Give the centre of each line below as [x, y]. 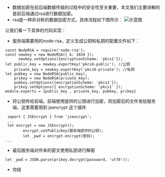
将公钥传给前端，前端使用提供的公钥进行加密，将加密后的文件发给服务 [84, 101]
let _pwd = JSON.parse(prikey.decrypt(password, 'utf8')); [67, 160]
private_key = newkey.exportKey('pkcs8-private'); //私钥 [74, 70]
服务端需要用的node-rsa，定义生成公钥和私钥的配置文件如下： [76, 41]
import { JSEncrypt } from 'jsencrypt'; [50, 117]
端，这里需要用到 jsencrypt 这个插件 [49, 107]
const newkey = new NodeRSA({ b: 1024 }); [50, 55]
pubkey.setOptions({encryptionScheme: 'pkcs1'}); [66, 83]
